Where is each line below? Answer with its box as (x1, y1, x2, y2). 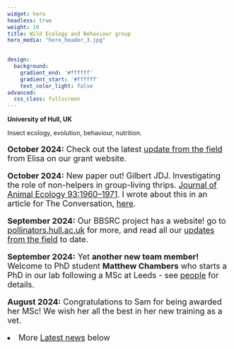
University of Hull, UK (7, 115, 72, 124)
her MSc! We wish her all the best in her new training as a (7, 306, 223, 316)
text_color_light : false (20, 82, 93, 89)
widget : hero (7, 10, 46, 18)
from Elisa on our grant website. (7, 154, 127, 164)
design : (7, 56, 30, 64)
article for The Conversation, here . (7, 199, 136, 209)
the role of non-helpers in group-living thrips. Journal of (7, 180, 217, 190)
